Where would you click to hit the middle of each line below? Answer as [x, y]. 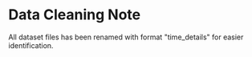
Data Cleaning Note [75, 15]
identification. [31, 45]
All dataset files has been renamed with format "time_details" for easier [126, 37]
